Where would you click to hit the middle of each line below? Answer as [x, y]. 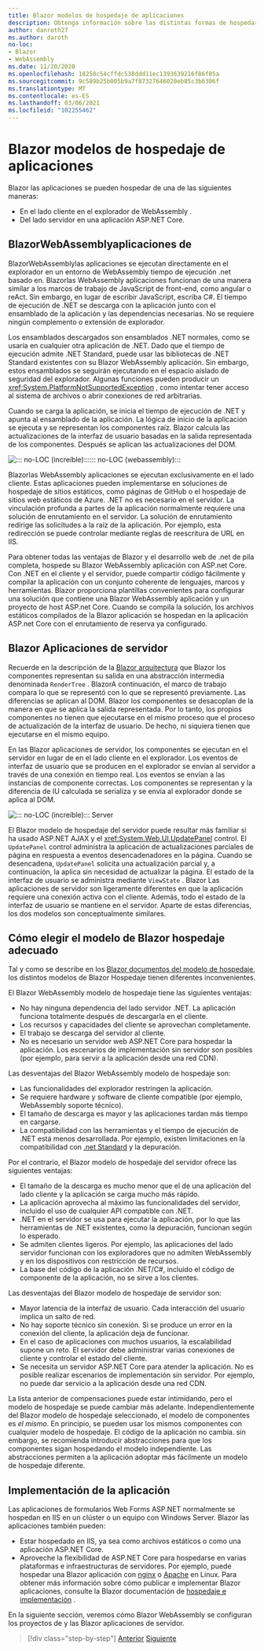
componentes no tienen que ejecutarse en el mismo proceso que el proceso [132, 717]
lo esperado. [40, 1236]
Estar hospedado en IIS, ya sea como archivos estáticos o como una [130, 1541]
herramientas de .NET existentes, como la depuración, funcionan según [136, 1228]
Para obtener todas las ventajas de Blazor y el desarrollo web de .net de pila [131, 557]
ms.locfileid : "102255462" [52, 111]
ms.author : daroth [38, 37]
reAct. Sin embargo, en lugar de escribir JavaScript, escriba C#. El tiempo [128, 296]
